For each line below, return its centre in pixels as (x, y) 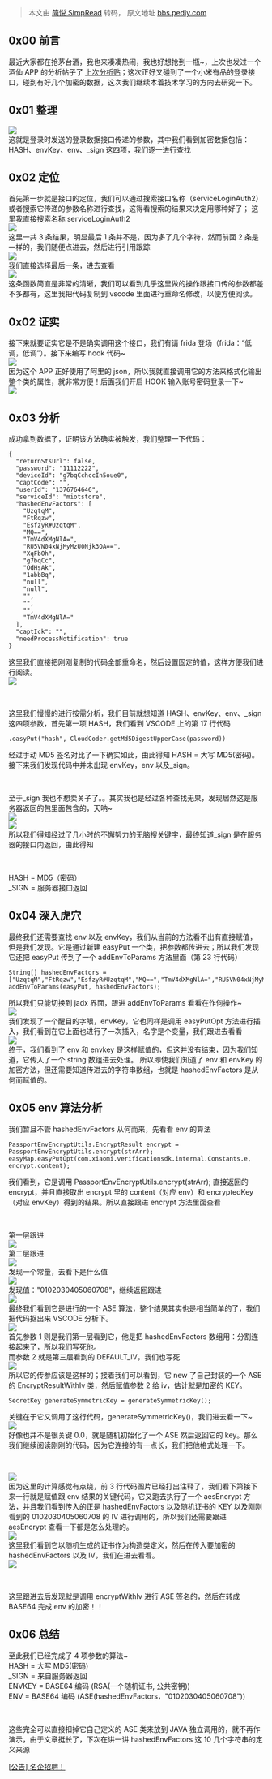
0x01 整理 (33, 110)
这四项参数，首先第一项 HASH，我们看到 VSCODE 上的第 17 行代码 (119, 724)
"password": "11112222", (57, 469)
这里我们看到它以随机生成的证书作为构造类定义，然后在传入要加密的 (122, 1544)
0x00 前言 (34, 41)
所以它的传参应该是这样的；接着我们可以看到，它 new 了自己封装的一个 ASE (135, 1375)
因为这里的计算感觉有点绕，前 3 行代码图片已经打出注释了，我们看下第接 (130, 1486)
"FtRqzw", (40, 519)
